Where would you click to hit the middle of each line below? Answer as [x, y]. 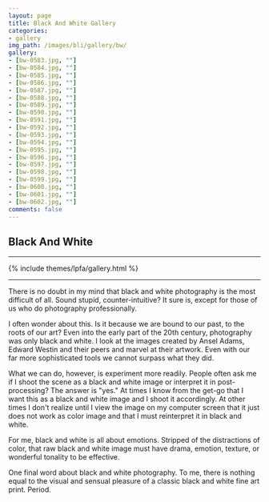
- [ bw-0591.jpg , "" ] [43, 120]
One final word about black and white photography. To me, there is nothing [132, 472]
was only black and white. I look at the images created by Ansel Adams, [126, 341]
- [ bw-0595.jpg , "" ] [43, 150]
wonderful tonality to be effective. [64, 457]
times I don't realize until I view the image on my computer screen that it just [134, 408]
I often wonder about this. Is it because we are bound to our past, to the [126, 324]
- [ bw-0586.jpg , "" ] [43, 82]
